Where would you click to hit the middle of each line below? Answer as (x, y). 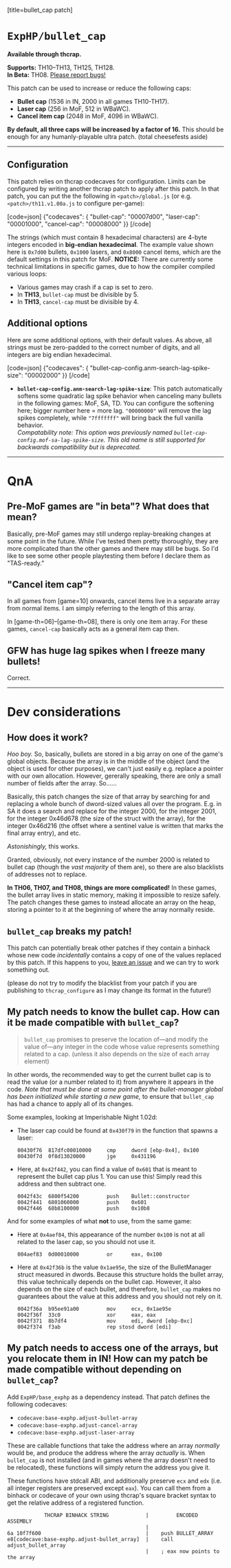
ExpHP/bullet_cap (57, 37)
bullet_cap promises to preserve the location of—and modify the (116, 1039)
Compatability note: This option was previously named (95, 432)
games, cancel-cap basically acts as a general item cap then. (93, 629)
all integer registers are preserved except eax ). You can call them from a (109, 1488)
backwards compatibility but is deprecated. (79, 447)
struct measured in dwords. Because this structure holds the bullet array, (120, 1274)
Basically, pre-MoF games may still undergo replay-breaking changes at (109, 534)
